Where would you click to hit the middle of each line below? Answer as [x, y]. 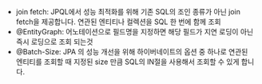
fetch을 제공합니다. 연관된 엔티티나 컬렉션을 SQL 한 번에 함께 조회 [118, 22]
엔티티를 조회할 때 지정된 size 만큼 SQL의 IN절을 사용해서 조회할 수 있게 [127, 62]
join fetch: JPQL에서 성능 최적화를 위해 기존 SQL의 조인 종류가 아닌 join [128, 12]
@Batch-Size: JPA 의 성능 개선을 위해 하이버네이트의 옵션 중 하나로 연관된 [132, 52]
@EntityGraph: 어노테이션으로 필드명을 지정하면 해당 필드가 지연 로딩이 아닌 [135, 32]
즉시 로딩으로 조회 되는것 [54, 42]
